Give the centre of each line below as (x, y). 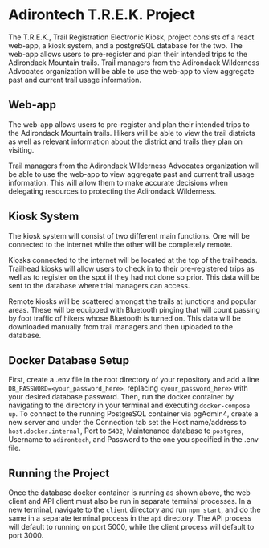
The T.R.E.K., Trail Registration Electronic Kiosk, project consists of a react (131, 37)
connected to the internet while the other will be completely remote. (120, 244)
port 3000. (26, 535)
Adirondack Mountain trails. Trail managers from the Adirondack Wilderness (134, 63)
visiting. (21, 149)
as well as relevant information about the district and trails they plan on (125, 141)
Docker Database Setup (69, 360)
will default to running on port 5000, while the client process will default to (131, 527)
